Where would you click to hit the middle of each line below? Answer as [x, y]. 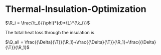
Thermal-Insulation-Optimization [76, 9]
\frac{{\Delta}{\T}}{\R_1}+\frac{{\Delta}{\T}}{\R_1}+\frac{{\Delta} [90, 42]
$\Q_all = [14, 42]
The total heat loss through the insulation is [50, 32]
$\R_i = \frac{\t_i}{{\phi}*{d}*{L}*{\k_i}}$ [48, 23]
